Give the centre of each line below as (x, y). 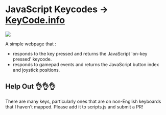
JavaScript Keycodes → (57, 9)
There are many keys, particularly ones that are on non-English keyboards (83, 101)
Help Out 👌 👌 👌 (31, 87)
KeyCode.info (35, 20)
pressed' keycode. (32, 59)
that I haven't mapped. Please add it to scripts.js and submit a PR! (74, 107)
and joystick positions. (36, 70)
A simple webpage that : (31, 44)
